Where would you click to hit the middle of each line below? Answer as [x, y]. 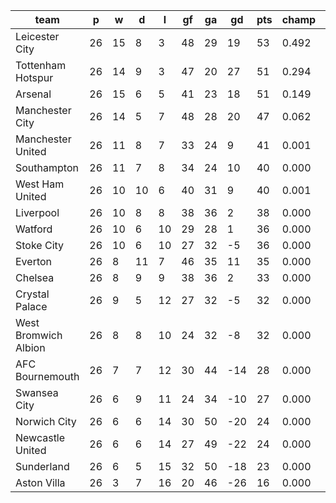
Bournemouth [47, 376]
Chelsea [35, 277]
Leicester [37, 36]
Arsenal [33, 94]
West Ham [40, 184]
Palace [31, 306]
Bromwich [39, 335]
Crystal [32, 294]
